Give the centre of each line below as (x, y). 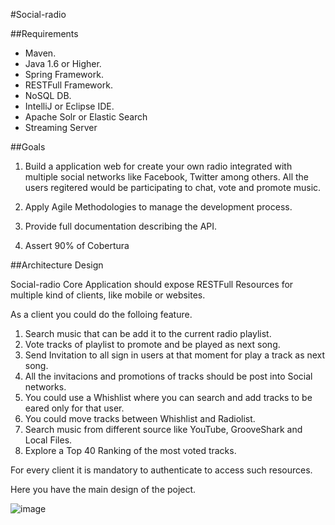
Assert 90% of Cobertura (77, 245)
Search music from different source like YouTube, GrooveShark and (163, 429)
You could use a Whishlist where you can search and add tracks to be (168, 397)
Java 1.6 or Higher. (63, 63)
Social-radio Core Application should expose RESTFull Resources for (152, 284)
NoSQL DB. (48, 95)
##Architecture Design (57, 265)
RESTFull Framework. (68, 85)
